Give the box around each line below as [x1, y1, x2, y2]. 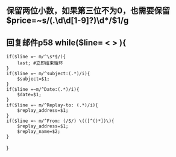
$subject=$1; [17, 76, 50, 82]
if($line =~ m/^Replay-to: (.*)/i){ [6, 102, 98, 108]
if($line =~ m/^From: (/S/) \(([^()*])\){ [6, 118, 115, 125]
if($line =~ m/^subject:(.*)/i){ [6, 71, 90, 77]
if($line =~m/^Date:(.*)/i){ [6, 87, 80, 93]
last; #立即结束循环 [17, 60, 63, 66]
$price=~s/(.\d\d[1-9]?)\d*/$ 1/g [6, 16, 129, 26]
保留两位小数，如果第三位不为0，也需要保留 [6, 5, 171, 16]
